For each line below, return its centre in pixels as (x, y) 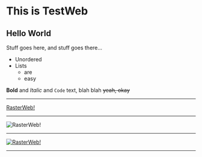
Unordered (28, 59)
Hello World (29, 33)
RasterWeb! (20, 107)
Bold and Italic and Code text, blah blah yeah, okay (68, 90)
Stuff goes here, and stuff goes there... (54, 48)
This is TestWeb (47, 11)
